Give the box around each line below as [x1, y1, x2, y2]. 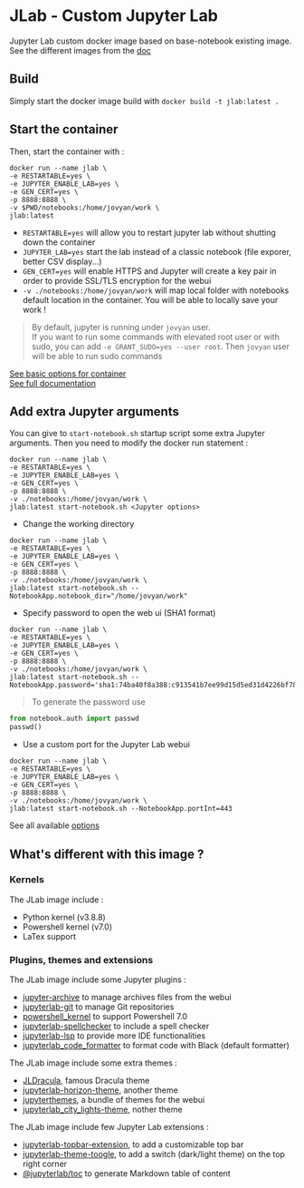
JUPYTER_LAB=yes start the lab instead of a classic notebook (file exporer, [22, 246, 292, 257]
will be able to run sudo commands [31, 350, 163, 361]
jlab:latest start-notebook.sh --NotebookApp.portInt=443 [9, 804, 233, 813]
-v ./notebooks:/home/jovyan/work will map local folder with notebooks [22, 285, 290, 296]
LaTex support [22, 930, 77, 941]
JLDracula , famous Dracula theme [22, 1076, 150, 1086]
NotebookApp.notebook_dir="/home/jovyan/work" [9, 591, 188, 601]
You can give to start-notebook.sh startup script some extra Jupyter [9, 428, 265, 439]
